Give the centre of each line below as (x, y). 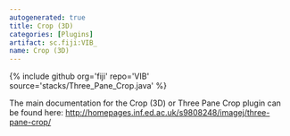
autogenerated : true (48, 17)
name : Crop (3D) (39, 51)
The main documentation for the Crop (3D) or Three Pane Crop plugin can (145, 103)
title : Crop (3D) (41, 26)
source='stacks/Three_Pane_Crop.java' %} (88, 86)
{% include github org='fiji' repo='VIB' (79, 76)
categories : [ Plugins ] (51, 34)
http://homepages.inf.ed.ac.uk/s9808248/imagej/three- (168, 113)
